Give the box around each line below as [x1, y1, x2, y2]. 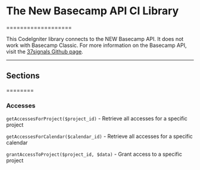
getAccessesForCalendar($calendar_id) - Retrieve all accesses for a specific [6, 133, 193, 140]
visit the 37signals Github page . [6, 48, 83, 55]
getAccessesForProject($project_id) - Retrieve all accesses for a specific [6, 115, 187, 122]
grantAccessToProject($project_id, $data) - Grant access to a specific [6, 150, 183, 158]
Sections [6, 71, 40, 81]
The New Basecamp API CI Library [6, 4, 179, 18]
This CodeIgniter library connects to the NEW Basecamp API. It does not [6, 35, 184, 42]
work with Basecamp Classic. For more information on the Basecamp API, [6, 42, 187, 49]
